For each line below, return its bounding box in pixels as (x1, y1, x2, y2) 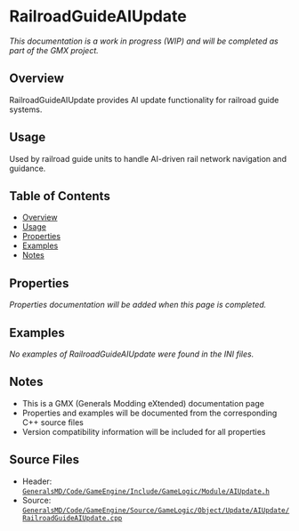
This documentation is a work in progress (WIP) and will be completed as (9, 36, 279, 46)
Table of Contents (9, 189, 111, 204)
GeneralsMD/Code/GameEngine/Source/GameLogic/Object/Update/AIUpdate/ (21, 505, 290, 515)
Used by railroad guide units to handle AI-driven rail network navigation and (9, 153, 287, 164)
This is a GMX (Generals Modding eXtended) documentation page (21, 398, 265, 408)
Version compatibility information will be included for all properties (21, 426, 266, 437)
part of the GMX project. (9, 44, 100, 55)
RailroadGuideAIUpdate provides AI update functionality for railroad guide (9, 94, 279, 105)
